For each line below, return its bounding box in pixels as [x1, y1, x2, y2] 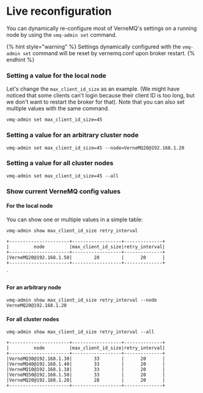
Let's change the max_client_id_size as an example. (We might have [6, 85, 180, 93]
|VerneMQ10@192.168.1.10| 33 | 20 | [6, 367, 166, 373]
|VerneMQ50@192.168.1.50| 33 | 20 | [6, 372, 166, 378]
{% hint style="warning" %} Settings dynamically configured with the [6, 43, 182, 50]
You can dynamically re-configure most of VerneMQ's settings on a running [6, 25, 197, 32]
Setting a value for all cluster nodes [6, 159, 114, 167]
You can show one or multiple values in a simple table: [6, 216, 143, 223]
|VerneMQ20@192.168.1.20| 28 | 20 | [6, 377, 166, 384]
